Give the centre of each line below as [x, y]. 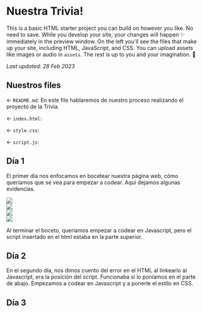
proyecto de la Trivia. [33, 106]
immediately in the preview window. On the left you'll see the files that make [101, 41]
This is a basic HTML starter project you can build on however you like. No [100, 28]
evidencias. [21, 189]
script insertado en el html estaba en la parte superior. [74, 236]
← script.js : [23, 142]
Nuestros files [34, 86]
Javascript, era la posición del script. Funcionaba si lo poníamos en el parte [101, 277]
